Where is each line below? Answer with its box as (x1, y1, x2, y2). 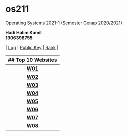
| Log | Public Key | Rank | (5, 44, 59, 50)
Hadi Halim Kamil (5, 29, 42, 35)
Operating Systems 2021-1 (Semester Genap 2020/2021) (5, 20, 123, 26)
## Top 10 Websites (8, 56, 57, 63)
